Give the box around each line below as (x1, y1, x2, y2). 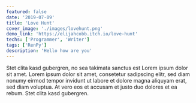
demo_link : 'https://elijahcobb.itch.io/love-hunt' (6, 31, 138, 37)
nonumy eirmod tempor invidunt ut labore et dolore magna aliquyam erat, (6, 77, 187, 84)
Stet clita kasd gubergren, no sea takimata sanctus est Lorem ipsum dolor (6, 64, 189, 71)
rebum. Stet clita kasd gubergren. (6, 89, 89, 96)
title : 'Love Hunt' (6, 20, 55, 26)
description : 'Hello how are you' (6, 48, 93, 54)
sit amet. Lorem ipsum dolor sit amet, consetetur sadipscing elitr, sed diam (6, 70, 191, 78)
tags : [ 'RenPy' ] (6, 43, 47, 49)
